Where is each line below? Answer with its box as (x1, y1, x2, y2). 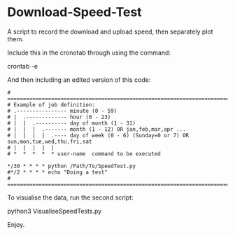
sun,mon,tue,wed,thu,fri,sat (7, 138, 92, 145)
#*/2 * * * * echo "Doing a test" (7, 169, 108, 176)
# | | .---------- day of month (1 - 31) (7, 120, 136, 127)
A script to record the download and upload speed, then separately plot (7, 27, 213, 36)
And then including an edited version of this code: (7, 75, 151, 84)
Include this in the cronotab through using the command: (7, 48, 171, 57)
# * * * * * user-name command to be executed (7, 150, 161, 158)
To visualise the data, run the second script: (7, 193, 134, 202)
